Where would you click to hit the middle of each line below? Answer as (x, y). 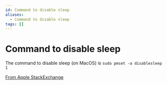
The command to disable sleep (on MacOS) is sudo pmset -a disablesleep (84, 63)
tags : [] (15, 24)
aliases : (15, 15)
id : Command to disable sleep (38, 10)
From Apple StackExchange (34, 77)
